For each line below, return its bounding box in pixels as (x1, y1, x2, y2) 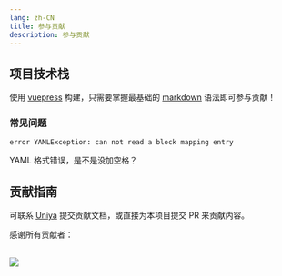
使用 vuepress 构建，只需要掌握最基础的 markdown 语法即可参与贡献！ (9, 92, 277, 103)
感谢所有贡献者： (9, 229, 74, 241)
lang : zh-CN (9, 13, 55, 23)
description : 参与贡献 (9, 30, 90, 39)
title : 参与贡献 (9, 22, 65, 31)
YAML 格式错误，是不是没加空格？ (9, 155, 138, 166)
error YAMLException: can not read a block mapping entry (9, 138, 234, 147)
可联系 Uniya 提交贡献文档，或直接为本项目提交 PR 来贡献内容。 (9, 210, 250, 221)
